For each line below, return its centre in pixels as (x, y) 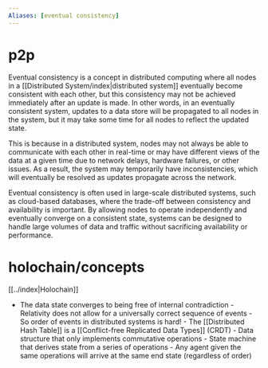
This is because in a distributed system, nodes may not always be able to (128, 143)
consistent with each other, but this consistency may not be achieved (122, 94)
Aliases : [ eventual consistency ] (64, 16)
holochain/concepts (77, 267)
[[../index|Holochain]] (43, 289)
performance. (31, 235)
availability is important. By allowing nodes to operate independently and (128, 209)
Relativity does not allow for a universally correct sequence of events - (136, 313)
